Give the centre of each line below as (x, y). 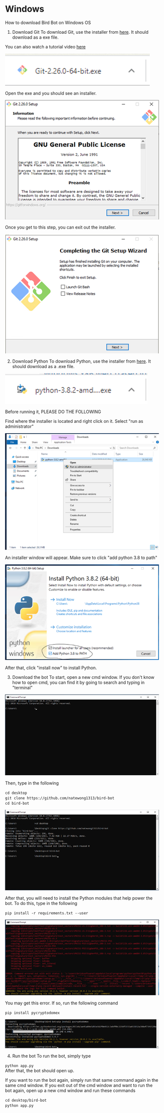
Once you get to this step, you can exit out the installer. (61, 227)
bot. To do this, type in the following (41, 903)
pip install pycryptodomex (32, 1013)
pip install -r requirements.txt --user (47, 913)
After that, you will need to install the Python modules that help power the (79, 898)
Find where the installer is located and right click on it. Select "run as (74, 421)
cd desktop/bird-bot (26, 1101)
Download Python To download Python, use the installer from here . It (82, 361)
